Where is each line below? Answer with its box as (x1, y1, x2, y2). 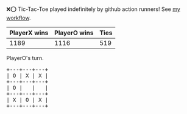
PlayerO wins (54, 29, 94, 37)
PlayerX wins (9, 29, 49, 37)
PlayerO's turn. (6, 55, 44, 61)
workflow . (6, 15, 31, 21)
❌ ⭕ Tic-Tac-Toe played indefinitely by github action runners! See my (6, 5, 181, 13)
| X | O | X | (6, 96, 49, 103)
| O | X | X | (6, 72, 49, 79)
